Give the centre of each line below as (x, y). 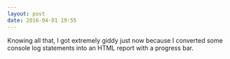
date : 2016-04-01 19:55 (42, 20)
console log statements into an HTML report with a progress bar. (101, 48)
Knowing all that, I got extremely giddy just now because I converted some (115, 40)
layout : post (26, 14)
